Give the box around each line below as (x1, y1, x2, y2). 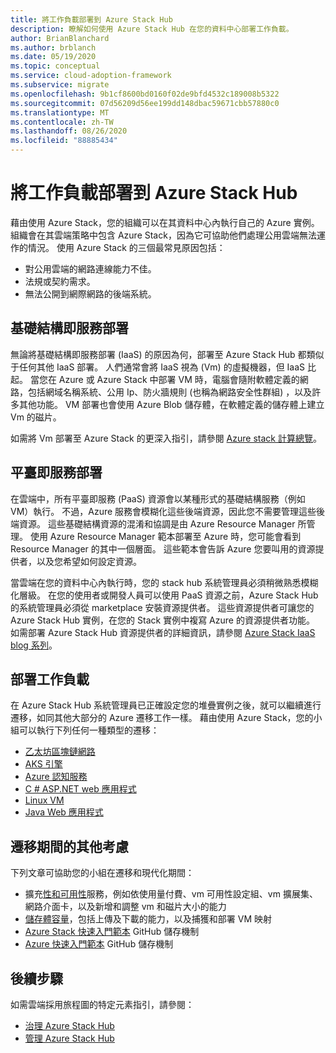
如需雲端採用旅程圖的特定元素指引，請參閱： (10, 999, 195, 1010)
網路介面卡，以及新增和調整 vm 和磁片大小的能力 (24, 901, 227, 913)
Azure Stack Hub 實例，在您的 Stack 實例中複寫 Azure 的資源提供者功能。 (10, 614, 315, 626)
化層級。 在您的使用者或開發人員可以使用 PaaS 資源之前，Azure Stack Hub (10, 589, 319, 601)
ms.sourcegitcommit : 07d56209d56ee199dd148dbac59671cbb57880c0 (10, 98, 280, 108)
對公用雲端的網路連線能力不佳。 (24, 262, 157, 275)
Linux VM (24, 794, 65, 806)
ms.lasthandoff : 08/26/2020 (10, 126, 128, 136)
